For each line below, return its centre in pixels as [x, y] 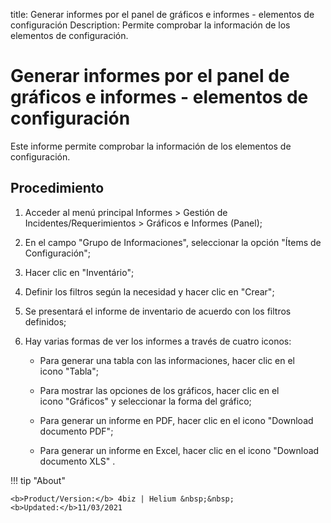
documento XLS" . [77, 461]
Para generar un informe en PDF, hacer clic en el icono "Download [176, 420]
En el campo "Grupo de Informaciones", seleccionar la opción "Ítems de [173, 242]
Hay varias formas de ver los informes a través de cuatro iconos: [158, 341]
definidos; [45, 321]
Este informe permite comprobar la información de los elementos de [151, 146]
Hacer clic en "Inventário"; [79, 272]
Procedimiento [57, 188]
